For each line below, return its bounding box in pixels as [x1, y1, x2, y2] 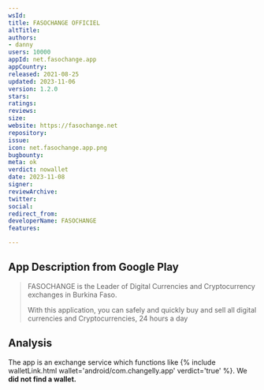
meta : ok [8, 159, 37, 167]
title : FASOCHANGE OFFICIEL [8, 19, 101, 27]
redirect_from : [8, 210, 58, 218]
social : [8, 202, 34, 210]
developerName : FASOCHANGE [8, 217, 97, 225]
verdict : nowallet [8, 166, 69, 174]
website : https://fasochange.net [8, 122, 118, 129]
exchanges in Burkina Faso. [27, 290, 117, 299]
